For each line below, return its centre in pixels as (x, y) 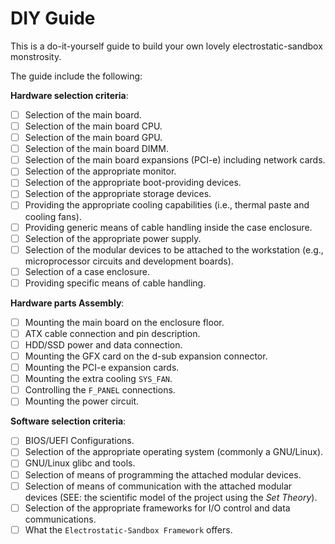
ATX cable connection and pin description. (112, 333)
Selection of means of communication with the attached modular (158, 486)
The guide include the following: (76, 76)
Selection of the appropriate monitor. (100, 171)
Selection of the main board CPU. (93, 126)
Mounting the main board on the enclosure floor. (124, 322)
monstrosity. (36, 56)
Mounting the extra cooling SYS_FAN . (98, 379)
